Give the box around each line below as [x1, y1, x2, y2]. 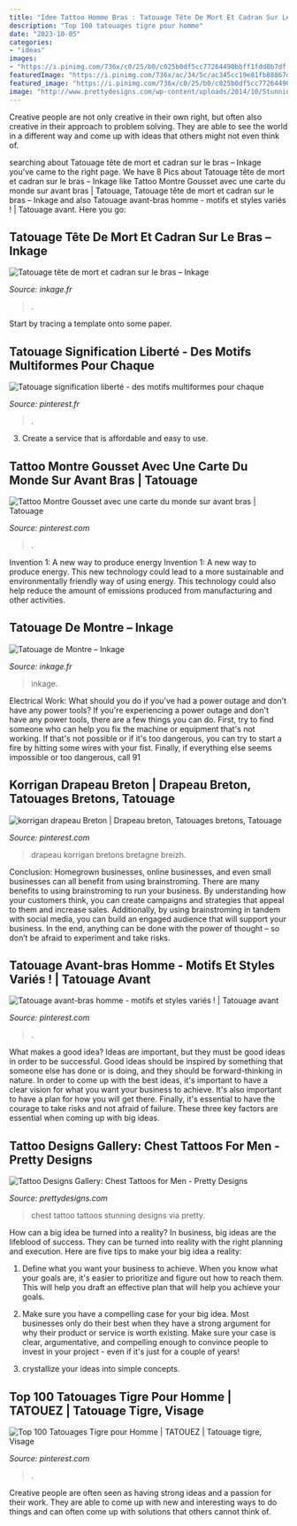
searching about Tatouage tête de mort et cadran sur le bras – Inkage [9, 157, 262, 167]
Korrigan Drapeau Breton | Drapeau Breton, [9, 777, 252, 793]
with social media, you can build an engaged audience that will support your [9, 914, 287, 924]
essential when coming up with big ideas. [9, 1113, 160, 1124]
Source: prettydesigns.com [9, 1193, 108, 1203]
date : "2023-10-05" [9, 29, 81, 38]
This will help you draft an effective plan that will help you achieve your [21, 1282, 281, 1293]
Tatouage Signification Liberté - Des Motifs [9, 344, 252, 359]
